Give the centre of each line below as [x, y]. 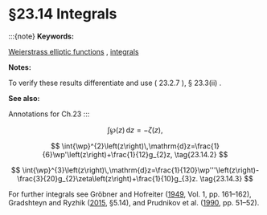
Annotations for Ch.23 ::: [49, 114]
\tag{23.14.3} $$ [226, 178]
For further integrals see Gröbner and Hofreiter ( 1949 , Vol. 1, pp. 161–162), [130, 194]
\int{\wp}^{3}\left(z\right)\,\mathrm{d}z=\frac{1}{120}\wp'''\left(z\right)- [141, 170]
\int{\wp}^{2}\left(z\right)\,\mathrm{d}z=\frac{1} [140, 146]
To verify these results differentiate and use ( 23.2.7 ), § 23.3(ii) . [115, 83]
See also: [24, 98]
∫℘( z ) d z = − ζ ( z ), [135, 130]
